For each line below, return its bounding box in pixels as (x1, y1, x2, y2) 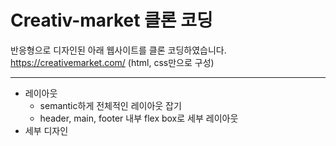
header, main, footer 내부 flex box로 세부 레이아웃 (39, 112, 239, 124)
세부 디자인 (24, 124, 69, 136)
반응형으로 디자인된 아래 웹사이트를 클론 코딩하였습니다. (10, 44, 227, 56)
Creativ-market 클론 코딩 (10, 9, 213, 32)
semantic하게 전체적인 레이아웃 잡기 (39, 99, 182, 111)
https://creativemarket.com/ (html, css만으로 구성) (10, 56, 215, 68)
